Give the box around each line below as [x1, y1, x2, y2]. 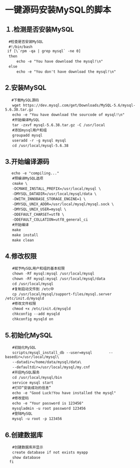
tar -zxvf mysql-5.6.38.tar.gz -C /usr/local [12, 122, 105, 128]
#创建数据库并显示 [12, 445, 43, 450]
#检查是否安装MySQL [8, 39, 43, 44]
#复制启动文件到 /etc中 [12, 287, 54, 291]
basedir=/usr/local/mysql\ [5, 355, 59, 359]
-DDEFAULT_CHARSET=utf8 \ [12, 212, 64, 217]
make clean [12, 238, 34, 242]
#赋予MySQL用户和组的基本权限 [12, 266, 65, 271]
